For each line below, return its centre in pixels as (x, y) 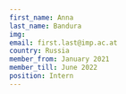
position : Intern (42, 76)
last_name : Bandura (46, 26)
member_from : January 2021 (59, 59)
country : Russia (39, 51)
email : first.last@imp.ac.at (63, 43)
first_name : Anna (42, 17)
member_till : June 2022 (54, 68)
